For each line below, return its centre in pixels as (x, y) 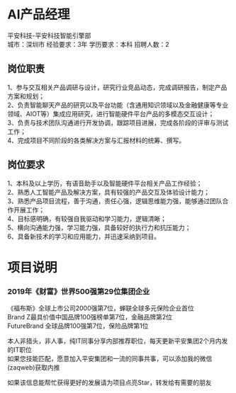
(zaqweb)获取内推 (34, 368)
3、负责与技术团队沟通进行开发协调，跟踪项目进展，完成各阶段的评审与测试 (118, 123)
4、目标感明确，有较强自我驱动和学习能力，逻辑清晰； (87, 218)
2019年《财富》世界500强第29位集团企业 (79, 291)
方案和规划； (26, 96)
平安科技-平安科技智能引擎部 (49, 35)
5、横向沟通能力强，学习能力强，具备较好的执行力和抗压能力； (99, 227)
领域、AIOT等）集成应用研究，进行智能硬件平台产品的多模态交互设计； (111, 113)
